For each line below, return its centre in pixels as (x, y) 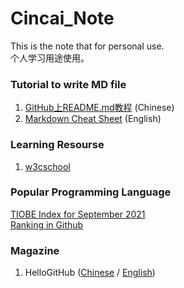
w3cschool (47, 166)
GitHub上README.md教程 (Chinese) (99, 108)
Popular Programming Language (91, 192)
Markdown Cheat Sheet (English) (93, 119)
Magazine (35, 250)
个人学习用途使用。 (50, 58)
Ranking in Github (47, 224)
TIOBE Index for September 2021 (78, 214)
